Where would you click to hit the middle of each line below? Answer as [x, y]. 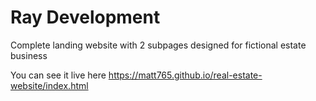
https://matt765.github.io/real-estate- [185, 75]
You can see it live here [58, 75]
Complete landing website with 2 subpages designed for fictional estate [158, 45]
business [29, 55]
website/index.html [49, 85]
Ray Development [85, 17]
